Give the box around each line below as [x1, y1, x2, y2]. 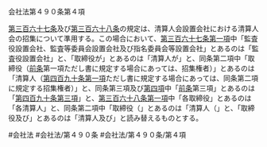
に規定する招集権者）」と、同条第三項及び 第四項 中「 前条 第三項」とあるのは [8, 83, 256, 93]
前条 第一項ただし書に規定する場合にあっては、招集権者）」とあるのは [29, 64, 256, 73]
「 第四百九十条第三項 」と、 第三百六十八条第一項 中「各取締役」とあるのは [8, 94, 252, 103]
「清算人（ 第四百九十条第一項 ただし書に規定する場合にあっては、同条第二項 [8, 74, 259, 83]
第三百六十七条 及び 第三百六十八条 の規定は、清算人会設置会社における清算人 [8, 24, 259, 33]
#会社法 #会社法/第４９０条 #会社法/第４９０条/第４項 [8, 130, 187, 139]
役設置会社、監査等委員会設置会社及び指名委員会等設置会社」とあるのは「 [8, 44, 252, 53]
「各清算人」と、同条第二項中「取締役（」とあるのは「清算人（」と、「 [8, 103, 241, 113]
